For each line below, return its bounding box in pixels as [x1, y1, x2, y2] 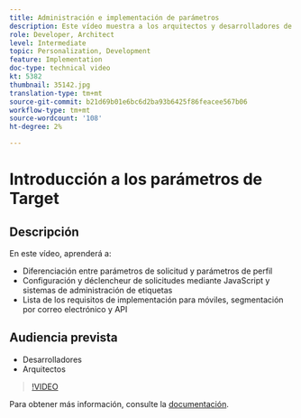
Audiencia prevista [9, 330, 118, 346]
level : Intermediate [9, 38, 87, 48]
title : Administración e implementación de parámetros [9, 13, 220, 23]
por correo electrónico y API [22, 304, 128, 314]
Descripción [9, 224, 79, 239]
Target [9, 189, 60, 209]
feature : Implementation [9, 55, 103, 64]
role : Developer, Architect [9, 30, 115, 39]
